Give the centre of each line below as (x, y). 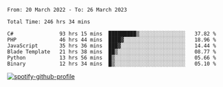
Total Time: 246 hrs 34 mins (49, 22)
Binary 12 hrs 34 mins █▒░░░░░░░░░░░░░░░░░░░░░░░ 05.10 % (111, 64)
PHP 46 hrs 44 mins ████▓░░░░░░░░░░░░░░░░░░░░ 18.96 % (111, 40)
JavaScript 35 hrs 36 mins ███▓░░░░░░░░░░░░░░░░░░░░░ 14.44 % (111, 46)
